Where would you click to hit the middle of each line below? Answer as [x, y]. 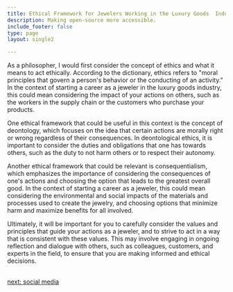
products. [21, 110]
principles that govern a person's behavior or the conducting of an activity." [115, 80]
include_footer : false [40, 26]
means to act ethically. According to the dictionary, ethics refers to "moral [113, 73]
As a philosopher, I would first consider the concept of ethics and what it [111, 65]
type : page [23, 33]
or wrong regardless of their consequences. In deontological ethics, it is [110, 138]
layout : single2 [31, 40]
